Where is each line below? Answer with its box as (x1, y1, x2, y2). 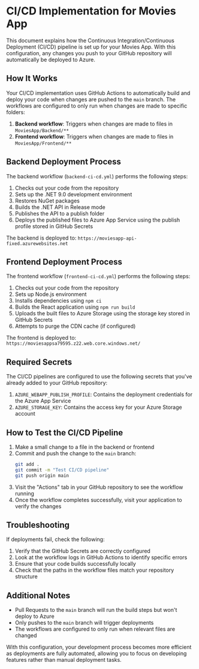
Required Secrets (6, 357, 73, 367)
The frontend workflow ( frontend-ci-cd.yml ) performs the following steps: (6, 273, 191, 280)
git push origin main (14, 473, 69, 479)
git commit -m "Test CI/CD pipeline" (14, 467, 110, 473)
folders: (6, 108, 25, 115)
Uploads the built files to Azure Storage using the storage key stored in (14, 310, 190, 317)
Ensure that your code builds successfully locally (14, 560, 136, 568)
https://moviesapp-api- (77, 235, 137, 241)
